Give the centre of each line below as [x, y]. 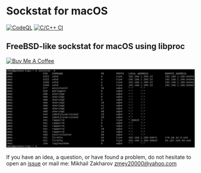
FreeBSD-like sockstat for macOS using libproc [96, 46]
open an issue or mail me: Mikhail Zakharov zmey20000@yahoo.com [92, 163]
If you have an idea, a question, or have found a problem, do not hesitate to [99, 157]
